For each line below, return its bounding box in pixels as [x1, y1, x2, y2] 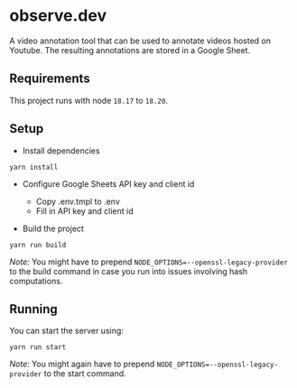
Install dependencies [22, 145, 101, 156]
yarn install [9, 162, 59, 171]
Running [9, 301, 59, 317]
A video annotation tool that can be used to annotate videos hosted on [9, 35, 272, 46]
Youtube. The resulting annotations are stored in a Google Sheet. [9, 44, 251, 55]
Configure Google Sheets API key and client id [22, 178, 195, 189]
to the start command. [43, 368, 126, 379]
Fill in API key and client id [35, 205, 134, 217]
